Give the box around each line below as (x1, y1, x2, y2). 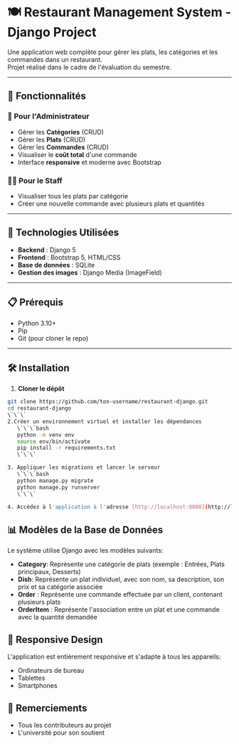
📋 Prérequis (7, 297, 64, 309)
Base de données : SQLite (17, 260, 95, 269)
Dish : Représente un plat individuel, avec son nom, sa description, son (17, 575, 225, 584)
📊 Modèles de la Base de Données (7, 524, 164, 536)
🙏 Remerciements (7, 702, 87, 714)
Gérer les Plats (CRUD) (17, 135, 86, 144)
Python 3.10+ (17, 319, 57, 327)
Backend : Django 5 (17, 245, 76, 254)
